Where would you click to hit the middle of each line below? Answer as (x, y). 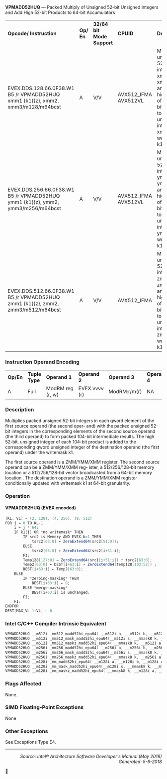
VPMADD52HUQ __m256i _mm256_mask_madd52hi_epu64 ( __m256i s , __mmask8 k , (82, 652)
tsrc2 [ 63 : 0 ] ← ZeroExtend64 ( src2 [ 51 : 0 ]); (75, 542)
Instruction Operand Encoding (42, 362)
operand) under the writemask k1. (40, 452)
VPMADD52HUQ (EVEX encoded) (41, 508)
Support (103, 43)
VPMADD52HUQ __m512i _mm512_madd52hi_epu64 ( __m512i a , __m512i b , (77, 634)
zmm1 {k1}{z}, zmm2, (33, 303)
